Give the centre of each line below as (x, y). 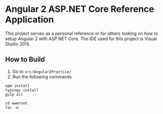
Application (29, 20)
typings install (22, 90)
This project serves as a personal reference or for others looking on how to (82, 33)
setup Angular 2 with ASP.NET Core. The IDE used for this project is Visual (81, 39)
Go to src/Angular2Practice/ (42, 71)
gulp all (14, 94)
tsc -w (12, 108)
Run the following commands (42, 77)
